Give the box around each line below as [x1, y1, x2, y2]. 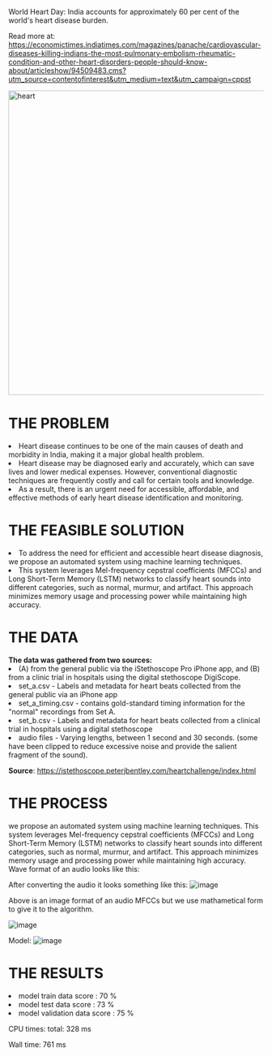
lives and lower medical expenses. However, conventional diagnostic [8, 467, 238, 476]
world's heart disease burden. [8, 15, 108, 25]
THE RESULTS [8, 963, 104, 982]
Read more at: [8, 32, 55, 41]
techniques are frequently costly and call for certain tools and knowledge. [8, 475, 255, 485]
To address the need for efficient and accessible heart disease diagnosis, [19, 548, 263, 558]
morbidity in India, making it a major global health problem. [8, 450, 205, 459]
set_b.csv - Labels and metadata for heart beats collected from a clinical [19, 715, 261, 725]
